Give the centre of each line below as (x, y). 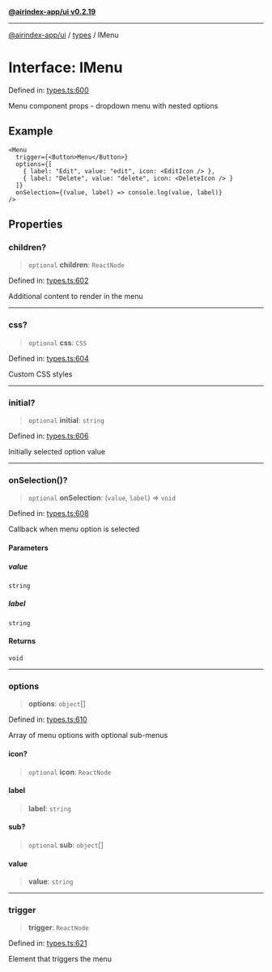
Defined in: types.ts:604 (49, 358)
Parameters (28, 548)
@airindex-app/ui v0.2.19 (52, 12)
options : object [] (57, 704)
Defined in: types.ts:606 (49, 436)
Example (31, 132)
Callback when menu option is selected (74, 529)
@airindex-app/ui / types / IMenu (64, 35)
